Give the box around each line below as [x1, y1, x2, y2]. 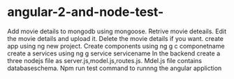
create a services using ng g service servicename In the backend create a [7, 49, 221, 58]
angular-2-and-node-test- [7, 4, 164, 20]
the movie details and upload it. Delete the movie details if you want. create [7, 34, 224, 42]
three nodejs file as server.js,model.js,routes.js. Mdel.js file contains [7, 56, 203, 64]
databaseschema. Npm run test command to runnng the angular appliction [7, 64, 222, 72]
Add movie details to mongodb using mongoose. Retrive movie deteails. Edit [7, 27, 227, 35]
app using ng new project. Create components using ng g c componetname [7, 42, 225, 50]
